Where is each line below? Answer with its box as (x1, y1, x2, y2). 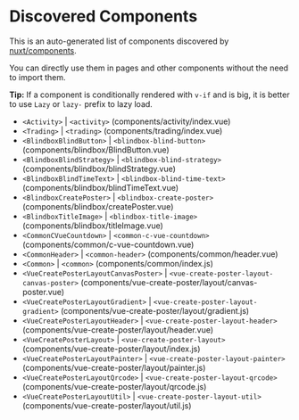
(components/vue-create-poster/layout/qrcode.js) (21, 381, 207, 391)
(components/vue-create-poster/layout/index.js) (21, 343, 201, 354)
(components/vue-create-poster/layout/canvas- (79, 276, 258, 287)
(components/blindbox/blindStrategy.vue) (21, 163, 177, 174)
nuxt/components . (9, 45, 78, 55)
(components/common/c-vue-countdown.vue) (21, 239, 195, 250)
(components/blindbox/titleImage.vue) (21, 220, 163, 231)
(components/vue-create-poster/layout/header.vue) (21, 324, 214, 335)
